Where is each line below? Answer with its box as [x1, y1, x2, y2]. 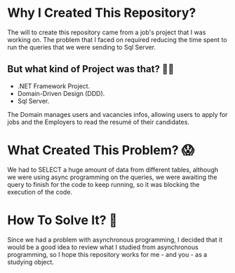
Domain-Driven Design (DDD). [17, 89, 105, 97]
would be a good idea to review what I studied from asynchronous [7, 243, 199, 251]
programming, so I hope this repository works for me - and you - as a [7, 250, 208, 258]
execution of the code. [7, 188, 72, 196]
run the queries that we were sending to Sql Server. [7, 43, 156, 51]
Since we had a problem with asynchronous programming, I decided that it [7, 235, 223, 244]
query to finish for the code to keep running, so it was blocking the [7, 180, 200, 188]
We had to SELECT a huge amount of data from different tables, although [7, 165, 219, 174]
